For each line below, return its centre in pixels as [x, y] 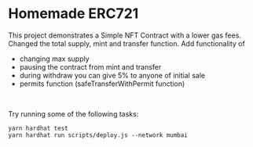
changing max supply [54, 59]
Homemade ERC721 [73, 14]
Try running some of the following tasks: [73, 113]
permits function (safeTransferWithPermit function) [102, 84]
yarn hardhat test [38, 128]
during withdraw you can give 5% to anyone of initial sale [112, 75]
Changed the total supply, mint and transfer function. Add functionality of [126, 43]
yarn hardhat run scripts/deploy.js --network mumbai [98, 135]
